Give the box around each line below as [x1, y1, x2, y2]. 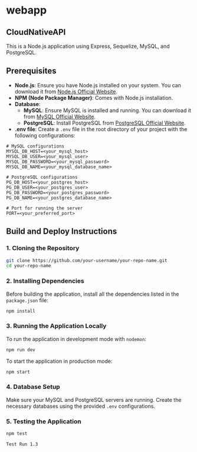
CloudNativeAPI [6, 27, 66, 37]
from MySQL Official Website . [23, 113, 96, 120]
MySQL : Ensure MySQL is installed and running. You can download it [23, 107, 192, 114]
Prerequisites [6, 66, 57, 76]
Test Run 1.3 [6, 441, 38, 447]
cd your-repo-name [6, 263, 51, 269]
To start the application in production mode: [6, 358, 113, 365]
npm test [6, 431, 28, 437]
